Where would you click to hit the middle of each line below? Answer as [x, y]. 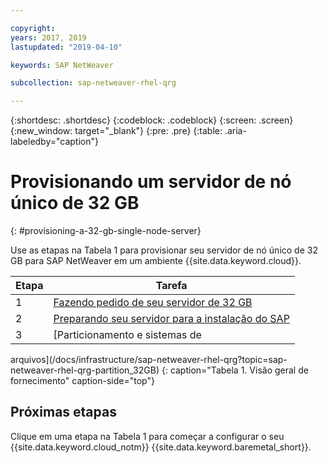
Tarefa [171, 286]
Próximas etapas [63, 412]
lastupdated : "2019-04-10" [66, 47]
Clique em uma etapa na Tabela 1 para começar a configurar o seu [147, 436]
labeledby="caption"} [54, 142]
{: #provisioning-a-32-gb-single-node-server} [106, 231]
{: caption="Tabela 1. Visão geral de [235, 370]
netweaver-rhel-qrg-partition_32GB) [85, 370]
